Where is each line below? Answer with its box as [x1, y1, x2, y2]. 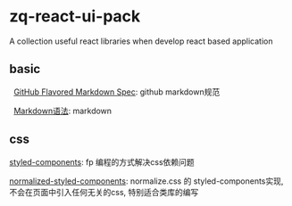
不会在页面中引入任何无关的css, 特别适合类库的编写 [9, 186, 199, 197]
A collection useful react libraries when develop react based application [9, 36, 273, 46]
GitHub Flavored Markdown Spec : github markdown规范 [13, 87, 221, 97]
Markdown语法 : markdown [13, 105, 113, 116]
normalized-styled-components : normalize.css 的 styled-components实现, [9, 176, 284, 186]
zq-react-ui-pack [9, 6, 141, 27]
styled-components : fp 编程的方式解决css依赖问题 [9, 156, 195, 167]
